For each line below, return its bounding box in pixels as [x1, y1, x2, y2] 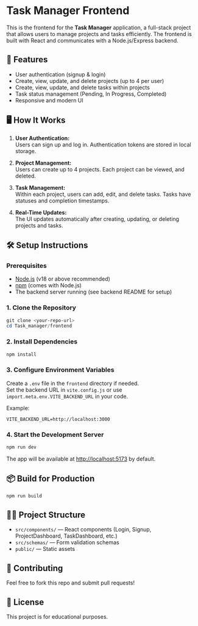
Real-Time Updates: [15, 209, 67, 216]
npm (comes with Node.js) [15, 282, 82, 289]
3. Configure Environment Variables [6, 365, 115, 374]
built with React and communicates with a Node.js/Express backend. [6, 37, 179, 44]
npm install [6, 351, 37, 358]
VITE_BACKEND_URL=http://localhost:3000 [6, 416, 111, 422]
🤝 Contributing [6, 563, 63, 574]
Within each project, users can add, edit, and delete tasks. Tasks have [15, 190, 191, 198]
